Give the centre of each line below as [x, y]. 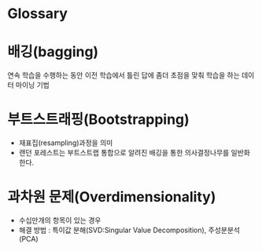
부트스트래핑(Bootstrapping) [98, 120]
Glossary [38, 14]
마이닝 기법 [33, 85]
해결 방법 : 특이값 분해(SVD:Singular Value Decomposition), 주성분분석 [129, 230]
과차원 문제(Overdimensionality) [112, 197]
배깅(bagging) [53, 52]
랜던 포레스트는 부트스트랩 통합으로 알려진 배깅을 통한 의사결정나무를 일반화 [135, 153]
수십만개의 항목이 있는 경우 [60, 220]
